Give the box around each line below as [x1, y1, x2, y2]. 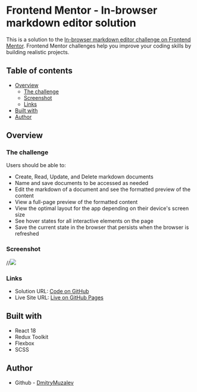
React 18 [14, 327, 36, 334]
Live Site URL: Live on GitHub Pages [14, 294, 104, 301]
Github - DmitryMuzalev [14, 379, 74, 386]
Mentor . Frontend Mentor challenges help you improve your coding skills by [6, 42, 192, 49]
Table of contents [6, 66, 73, 76]
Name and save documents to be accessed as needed [14, 180, 149, 187]
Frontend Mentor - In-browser [6, 4, 158, 17]
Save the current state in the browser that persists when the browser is [14, 224, 189, 231]
